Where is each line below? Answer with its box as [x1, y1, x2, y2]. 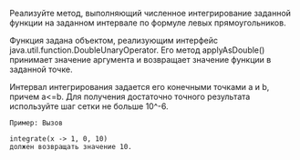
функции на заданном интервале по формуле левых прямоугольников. [9, 17, 286, 28]
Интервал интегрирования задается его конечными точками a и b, [9, 82, 270, 92]
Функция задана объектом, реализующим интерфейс [9, 35, 219, 45]
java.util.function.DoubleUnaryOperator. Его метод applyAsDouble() [9, 45, 265, 55]
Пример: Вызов [9, 118, 64, 127]
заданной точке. [9, 64, 73, 75]
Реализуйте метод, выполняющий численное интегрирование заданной [9, 8, 292, 18]
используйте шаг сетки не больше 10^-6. [9, 101, 169, 112]
